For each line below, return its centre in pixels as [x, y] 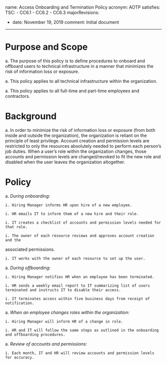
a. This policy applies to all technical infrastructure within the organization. [81, 81]
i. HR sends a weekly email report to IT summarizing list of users [78, 286]
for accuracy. [20, 357]
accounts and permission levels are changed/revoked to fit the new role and [83, 156]
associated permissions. [30, 249]
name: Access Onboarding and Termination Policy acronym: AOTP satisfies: [83, 7]
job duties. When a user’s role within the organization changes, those [76, 151]
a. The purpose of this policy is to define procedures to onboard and [75, 61]
